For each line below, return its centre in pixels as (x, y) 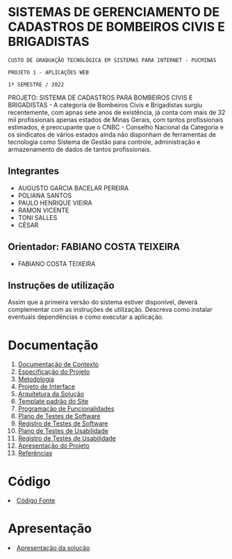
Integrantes (34, 171)
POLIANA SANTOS (45, 195)
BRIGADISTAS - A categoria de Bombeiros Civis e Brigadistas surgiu (105, 104)
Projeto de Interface (47, 386)
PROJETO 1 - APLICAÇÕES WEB (49, 72)
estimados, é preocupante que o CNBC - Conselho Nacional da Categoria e (116, 127)
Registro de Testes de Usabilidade (67, 439)
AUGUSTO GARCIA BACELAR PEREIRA (73, 188)
